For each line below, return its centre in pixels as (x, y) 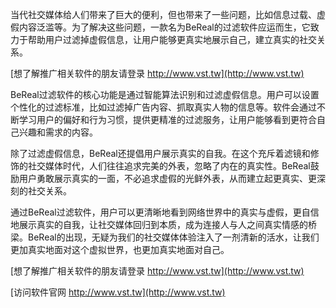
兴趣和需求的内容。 (58, 132)
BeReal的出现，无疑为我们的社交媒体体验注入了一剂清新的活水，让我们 (173, 237)
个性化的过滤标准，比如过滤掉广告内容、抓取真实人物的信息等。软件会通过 (163, 107)
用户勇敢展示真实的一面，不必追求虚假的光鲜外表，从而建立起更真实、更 (167, 178)
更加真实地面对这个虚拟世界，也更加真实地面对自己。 (120, 249)
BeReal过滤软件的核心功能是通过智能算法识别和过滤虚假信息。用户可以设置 (165, 94)
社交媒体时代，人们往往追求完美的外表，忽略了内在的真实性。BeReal (169, 166)
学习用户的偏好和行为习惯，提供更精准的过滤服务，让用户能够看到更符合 (167, 119)
